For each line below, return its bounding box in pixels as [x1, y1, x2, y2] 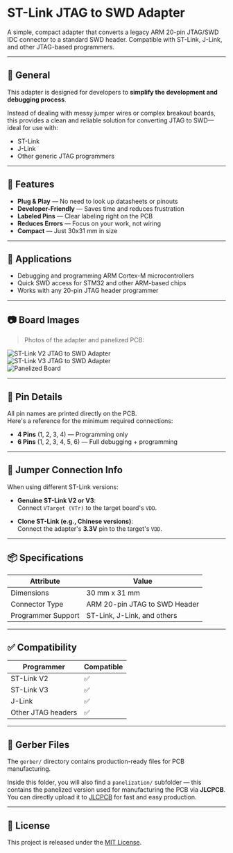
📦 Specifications [7, 552, 84, 564]
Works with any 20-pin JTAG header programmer [17, 287, 159, 295]
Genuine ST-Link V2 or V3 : [17, 496, 96, 504]
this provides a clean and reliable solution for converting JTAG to [7, 116, 192, 125]
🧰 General [7, 70, 51, 81]
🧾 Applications [7, 253, 72, 265]
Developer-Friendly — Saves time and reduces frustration [17, 204, 185, 213]
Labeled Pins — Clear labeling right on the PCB [17, 212, 153, 220]
